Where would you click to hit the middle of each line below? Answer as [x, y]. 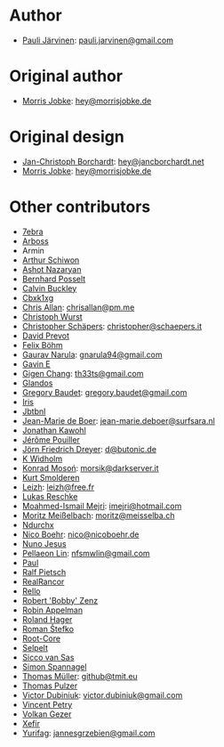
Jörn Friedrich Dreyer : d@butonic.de [89, 449]
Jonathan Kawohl [54, 430]
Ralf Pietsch [44, 572]
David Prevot [45, 336]
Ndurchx [38, 524]
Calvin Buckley [49, 288]
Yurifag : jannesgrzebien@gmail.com [88, 733]
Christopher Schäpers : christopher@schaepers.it [112, 326]
